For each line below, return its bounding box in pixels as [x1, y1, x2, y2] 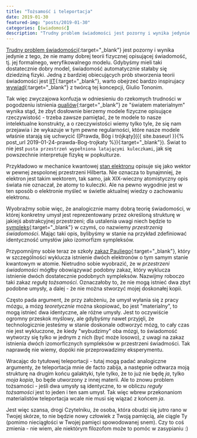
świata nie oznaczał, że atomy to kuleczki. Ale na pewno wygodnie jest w [6, 181, 183, 188]
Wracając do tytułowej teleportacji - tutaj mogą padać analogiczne [6, 358, 167, 365]
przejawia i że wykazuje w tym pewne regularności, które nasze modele [6, 127, 180, 134]
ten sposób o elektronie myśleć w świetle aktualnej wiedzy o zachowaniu [6, 188, 183, 195]
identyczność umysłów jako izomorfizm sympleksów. [6, 236, 135, 243]
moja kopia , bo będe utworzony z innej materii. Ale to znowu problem [6, 376, 174, 383]
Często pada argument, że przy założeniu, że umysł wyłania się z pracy [6, 297, 179, 304]
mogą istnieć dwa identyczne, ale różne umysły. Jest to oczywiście [6, 309, 169, 316]
